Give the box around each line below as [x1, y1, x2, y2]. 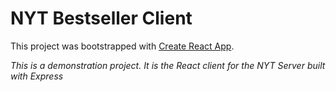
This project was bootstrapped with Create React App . [10, 40, 235, 52]
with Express [10, 70, 64, 82]
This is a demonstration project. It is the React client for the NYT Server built [10, 59, 326, 71]
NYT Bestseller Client [10, 7, 193, 30]
